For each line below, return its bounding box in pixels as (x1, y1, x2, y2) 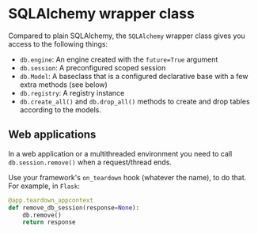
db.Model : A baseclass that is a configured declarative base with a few (19, 71, 249, 81)
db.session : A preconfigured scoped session (19, 62, 166, 72)
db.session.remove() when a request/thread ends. (8, 157, 173, 167)
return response (22, 218, 77, 226)
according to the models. (19, 104, 101, 115)
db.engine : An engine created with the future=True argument (19, 55, 218, 64)
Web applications (8, 128, 97, 142)
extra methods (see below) (19, 80, 108, 89)
